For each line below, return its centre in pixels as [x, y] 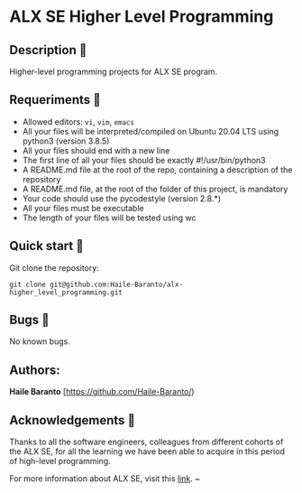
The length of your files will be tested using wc [109, 218]
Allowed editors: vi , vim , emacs [78, 121]
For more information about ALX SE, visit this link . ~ [105, 479]
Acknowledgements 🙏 [73, 420]
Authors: [35, 370]
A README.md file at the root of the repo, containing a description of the [157, 170]
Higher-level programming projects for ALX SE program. [114, 71]
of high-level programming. [60, 461]
